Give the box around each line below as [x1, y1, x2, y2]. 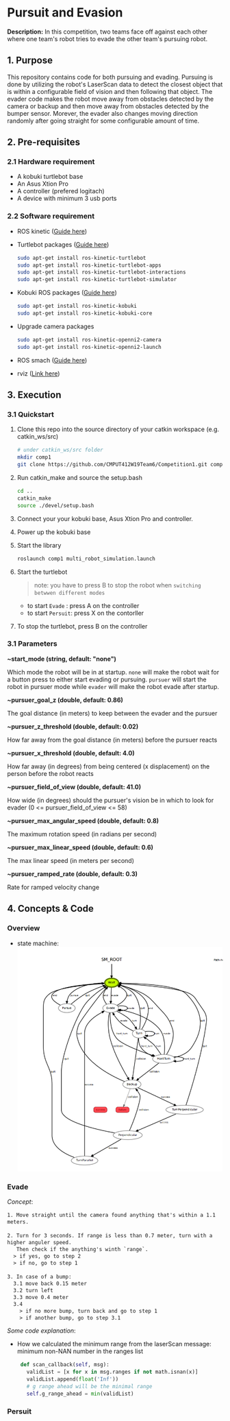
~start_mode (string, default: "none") [7, 655, 116, 663]
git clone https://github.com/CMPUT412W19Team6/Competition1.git [16, 461, 207, 468]
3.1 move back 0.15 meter [13, 1280, 88, 1287]
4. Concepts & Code [7, 903, 94, 914]
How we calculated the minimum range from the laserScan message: [16, 1340, 212, 1348]
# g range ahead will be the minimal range [26, 1383, 153, 1390]
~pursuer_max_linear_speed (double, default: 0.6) [7, 843, 154, 851]
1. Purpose [7, 55, 53, 66]
